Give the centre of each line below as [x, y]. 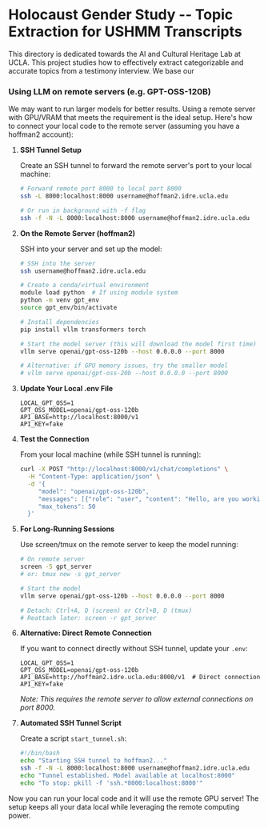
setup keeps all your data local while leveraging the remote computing [124, 806]
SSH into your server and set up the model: [91, 249]
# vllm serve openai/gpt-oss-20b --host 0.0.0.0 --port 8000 [124, 374]
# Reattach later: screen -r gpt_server [88, 618]
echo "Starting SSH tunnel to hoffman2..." [94, 761]
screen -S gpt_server [56, 567]
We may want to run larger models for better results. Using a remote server [132, 109]
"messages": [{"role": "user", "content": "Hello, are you [138, 499]
